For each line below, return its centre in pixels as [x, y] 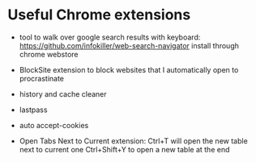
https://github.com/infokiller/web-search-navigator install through [129, 45]
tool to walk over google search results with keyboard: [110, 37]
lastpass [33, 110]
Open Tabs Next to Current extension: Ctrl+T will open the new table [133, 141]
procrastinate [42, 78]
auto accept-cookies [54, 125]
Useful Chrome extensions [99, 15]
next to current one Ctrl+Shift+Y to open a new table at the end [124, 149]
